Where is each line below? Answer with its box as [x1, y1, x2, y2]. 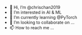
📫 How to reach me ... [9, 25, 54, 30]
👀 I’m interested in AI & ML [9, 9, 62, 15]
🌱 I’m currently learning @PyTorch [9, 15, 78, 20]
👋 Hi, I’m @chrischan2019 [9, 5, 61, 10]
